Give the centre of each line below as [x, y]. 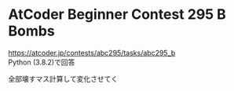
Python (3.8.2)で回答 [42, 62]
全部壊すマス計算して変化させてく [63, 78]
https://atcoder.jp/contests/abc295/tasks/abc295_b [92, 53]
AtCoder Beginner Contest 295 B [117, 15]
